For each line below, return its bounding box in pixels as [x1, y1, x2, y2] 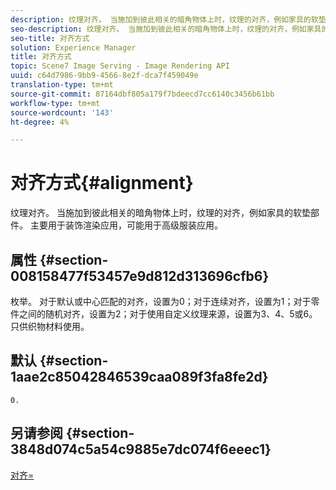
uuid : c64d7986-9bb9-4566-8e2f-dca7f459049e [10, 71, 199, 81]
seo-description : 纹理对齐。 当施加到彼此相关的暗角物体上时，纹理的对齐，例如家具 [10, 24, 322, 34]
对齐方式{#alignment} [10, 172, 194, 195]
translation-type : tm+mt [10, 80, 114, 90]
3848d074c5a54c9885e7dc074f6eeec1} [10, 441, 272, 458]
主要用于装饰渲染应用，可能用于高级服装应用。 [29, 219, 223, 231]
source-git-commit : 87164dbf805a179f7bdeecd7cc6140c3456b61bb [10, 89, 275, 99]
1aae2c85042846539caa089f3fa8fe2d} [10, 369, 269, 386]
